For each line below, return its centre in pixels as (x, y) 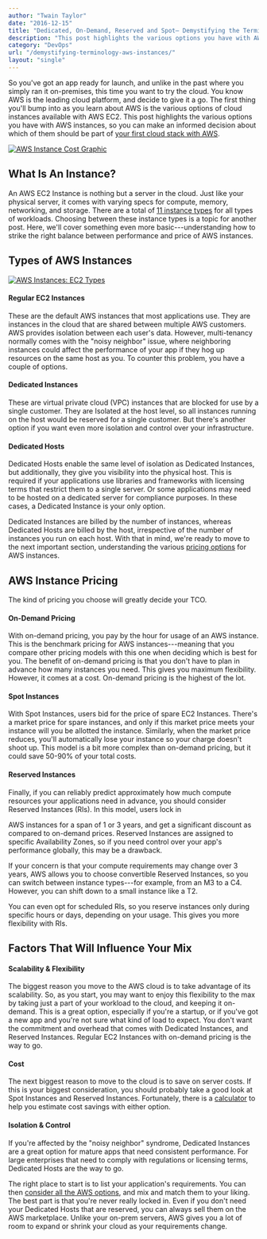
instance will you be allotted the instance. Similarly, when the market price (130, 731)
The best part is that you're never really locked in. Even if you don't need (127, 1201)
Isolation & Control (40, 1125)
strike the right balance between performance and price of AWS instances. (131, 235)
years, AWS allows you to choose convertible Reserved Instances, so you (128, 874)
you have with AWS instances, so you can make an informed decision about (132, 125)
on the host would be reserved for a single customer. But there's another (127, 419)
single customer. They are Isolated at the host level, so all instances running (132, 410)
